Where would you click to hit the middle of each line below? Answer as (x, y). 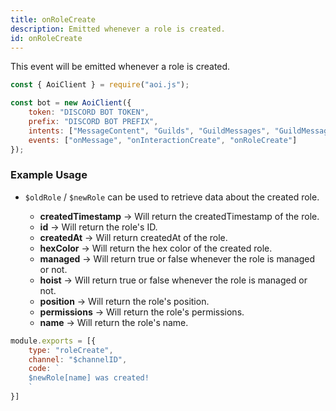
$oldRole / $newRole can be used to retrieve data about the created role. (172, 197)
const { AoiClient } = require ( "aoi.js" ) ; (100, 85)
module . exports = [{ (53, 341)
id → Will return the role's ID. (98, 227)
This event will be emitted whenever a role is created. (120, 67)
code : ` (44, 369)
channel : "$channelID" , (78, 359)
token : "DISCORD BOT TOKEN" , (89, 112)
